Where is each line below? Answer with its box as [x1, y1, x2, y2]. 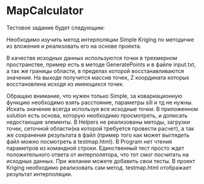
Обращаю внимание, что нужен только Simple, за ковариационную [6, 92, 183, 99]
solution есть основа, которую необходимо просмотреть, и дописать [6, 112, 188, 119]
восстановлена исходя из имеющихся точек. [6, 80, 124, 88]
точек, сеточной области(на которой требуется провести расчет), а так [6, 125, 195, 132]
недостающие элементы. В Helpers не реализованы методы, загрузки [6, 118, 191, 126]
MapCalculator [6, 4, 84, 18]
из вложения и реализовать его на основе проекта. [6, 42, 142, 50]
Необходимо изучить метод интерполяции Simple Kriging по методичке [6, 36, 194, 43]
